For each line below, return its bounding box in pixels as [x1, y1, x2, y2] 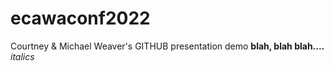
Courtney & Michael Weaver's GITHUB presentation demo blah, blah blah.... [10, 40, 325, 52]
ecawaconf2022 [10, 7, 151, 30]
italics [10, 50, 35, 62]
